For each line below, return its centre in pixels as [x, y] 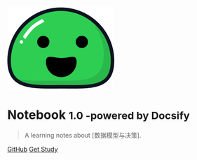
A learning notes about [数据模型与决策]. [83, 135]
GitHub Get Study [33, 149]
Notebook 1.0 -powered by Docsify [98, 115]
